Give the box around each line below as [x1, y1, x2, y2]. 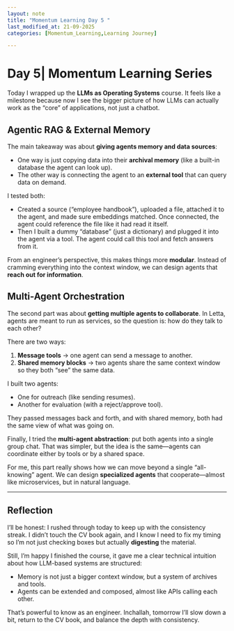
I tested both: [7, 192, 45, 199]
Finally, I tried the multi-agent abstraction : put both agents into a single [7, 434, 214, 443]
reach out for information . [7, 271, 84, 279]
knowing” [7, 470, 35, 478]
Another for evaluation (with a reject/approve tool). [17, 400, 163, 409]
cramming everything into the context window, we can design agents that [7, 263, 218, 271]
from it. [17, 242, 38, 250]
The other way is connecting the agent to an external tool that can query [17, 171, 227, 178]
